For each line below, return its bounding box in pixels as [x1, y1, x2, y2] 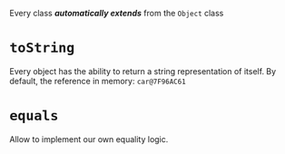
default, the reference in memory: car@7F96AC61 [9, 75, 186, 86]
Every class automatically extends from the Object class [9, 8, 224, 18]
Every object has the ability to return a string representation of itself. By [9, 65, 277, 76]
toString [9, 40, 75, 57]
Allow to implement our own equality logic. [9, 133, 169, 144]
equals [9, 108, 59, 125]
